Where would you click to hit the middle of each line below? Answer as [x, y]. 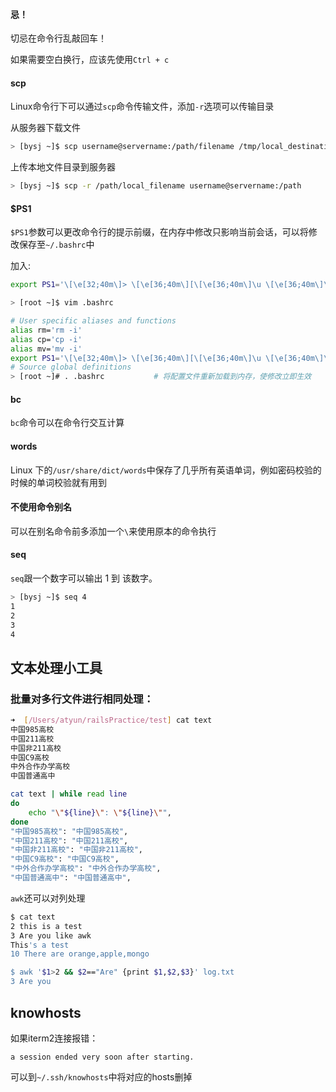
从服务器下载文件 [45, 128]
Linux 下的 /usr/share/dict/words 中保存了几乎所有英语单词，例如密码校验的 [166, 470]
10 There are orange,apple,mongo [80, 954]
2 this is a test [46, 926]
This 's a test [40, 945]
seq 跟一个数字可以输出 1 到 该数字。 [84, 578]
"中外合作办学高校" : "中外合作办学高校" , [86, 869]
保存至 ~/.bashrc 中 [56, 245]
